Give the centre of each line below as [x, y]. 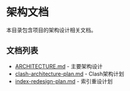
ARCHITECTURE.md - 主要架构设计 [59, 66]
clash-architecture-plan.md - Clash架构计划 [70, 74]
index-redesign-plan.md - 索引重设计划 [64, 81]
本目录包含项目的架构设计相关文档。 [51, 30]
